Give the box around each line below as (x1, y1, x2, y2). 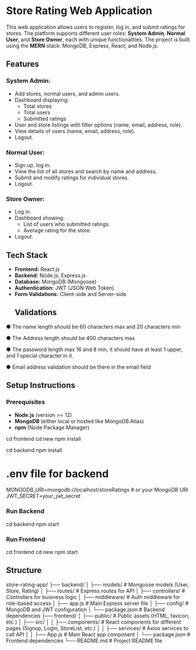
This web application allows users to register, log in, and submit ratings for (6, 23, 185, 30)
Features (6, 59, 39, 69)
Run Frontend (6, 535, 46, 543)
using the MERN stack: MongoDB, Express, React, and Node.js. (6, 42, 159, 49)
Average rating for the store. (23, 227, 92, 234)
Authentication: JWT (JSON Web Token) (14, 284, 115, 291)
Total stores (23, 103, 52, 110)
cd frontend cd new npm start (6, 549, 78, 556)
